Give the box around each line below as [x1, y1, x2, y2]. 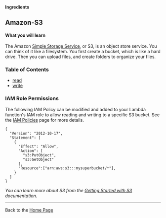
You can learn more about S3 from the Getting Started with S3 [5, 187, 132, 193]
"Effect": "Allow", [18, 144, 58, 149]
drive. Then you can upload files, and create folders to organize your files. [5, 54, 156, 60]
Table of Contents [5, 66, 49, 73]
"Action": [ [18, 148, 43, 153]
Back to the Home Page [5, 207, 53, 213]
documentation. [5, 193, 38, 199]
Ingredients [5, 4, 30, 10]
